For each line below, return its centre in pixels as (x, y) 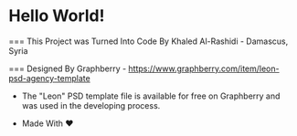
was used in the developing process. (91, 105)
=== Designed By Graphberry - (68, 68)
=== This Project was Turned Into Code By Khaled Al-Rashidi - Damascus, (148, 41)
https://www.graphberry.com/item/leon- (204, 68)
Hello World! (57, 16)
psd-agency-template (49, 78)
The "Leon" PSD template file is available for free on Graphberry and (151, 96)
